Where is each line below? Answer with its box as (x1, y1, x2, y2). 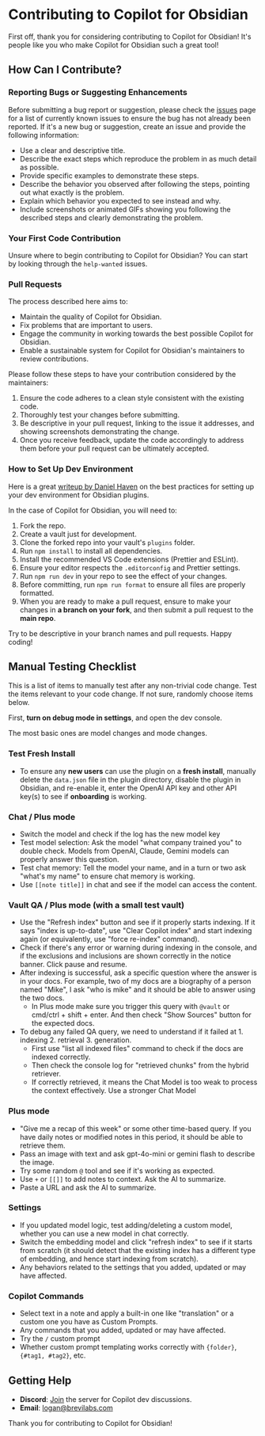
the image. (19, 1157, 55, 1167)
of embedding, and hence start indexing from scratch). (19, 1254, 199, 1263)
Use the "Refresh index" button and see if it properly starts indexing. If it (19, 917, 256, 927)
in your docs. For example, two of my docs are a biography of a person (19, 977, 252, 986)
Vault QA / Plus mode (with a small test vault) (8, 899, 185, 910)
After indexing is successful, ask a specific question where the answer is (19, 968, 257, 977)
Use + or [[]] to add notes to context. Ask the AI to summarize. (19, 1174, 226, 1183)
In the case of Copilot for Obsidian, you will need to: (8, 505, 178, 515)
